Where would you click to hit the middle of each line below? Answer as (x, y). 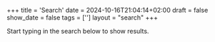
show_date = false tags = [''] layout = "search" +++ (82, 17)
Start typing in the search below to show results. (78, 31)
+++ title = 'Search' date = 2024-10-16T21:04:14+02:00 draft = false (107, 10)
